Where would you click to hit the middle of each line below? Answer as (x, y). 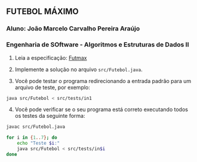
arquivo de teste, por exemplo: (53, 87)
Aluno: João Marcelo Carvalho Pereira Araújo (73, 29)
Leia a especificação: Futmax (51, 57)
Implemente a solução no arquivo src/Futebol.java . (79, 69)
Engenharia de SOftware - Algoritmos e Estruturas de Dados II (98, 45)
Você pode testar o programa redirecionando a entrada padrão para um (103, 81)
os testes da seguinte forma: (50, 116)
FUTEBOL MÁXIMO (42, 12)
